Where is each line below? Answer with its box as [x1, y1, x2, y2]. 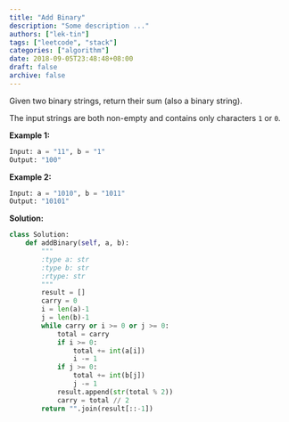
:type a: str [41, 255, 90, 264]
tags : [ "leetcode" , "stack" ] [9, 37, 118, 47]
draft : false [9, 63, 58, 72]
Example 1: [9, 130, 51, 141]
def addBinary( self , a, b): [25, 239, 129, 248]
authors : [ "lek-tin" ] [9, 29, 90, 38]
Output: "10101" [9, 197, 70, 206]
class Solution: [9, 231, 70, 239]
